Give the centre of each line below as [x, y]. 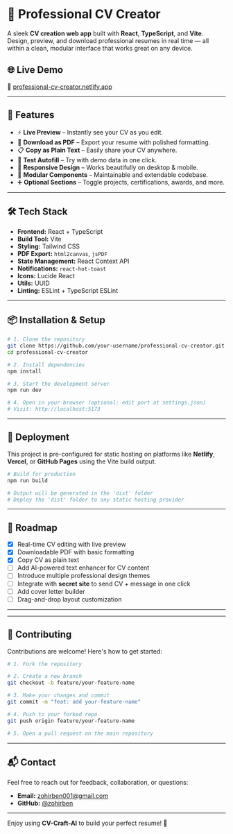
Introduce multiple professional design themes [84, 576]
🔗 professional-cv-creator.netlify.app [60, 87]
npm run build [28, 480]
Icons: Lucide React [46, 276]
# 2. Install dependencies [46, 365]
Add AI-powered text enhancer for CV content [83, 568]
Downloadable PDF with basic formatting [76, 552]
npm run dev [24, 390]
